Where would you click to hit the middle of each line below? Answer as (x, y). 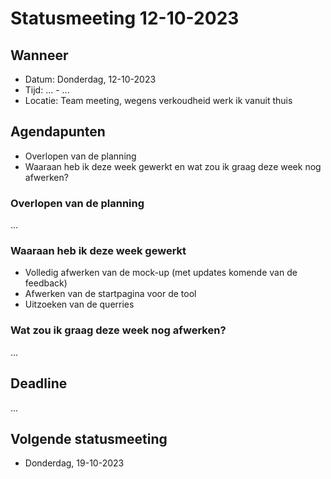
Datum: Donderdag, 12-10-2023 (90, 79)
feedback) (46, 283)
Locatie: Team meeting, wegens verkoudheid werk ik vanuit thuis (158, 100)
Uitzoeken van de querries (79, 304)
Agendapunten (58, 132)
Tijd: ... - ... (47, 90)
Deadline (39, 383)
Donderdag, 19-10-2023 (74, 463)
